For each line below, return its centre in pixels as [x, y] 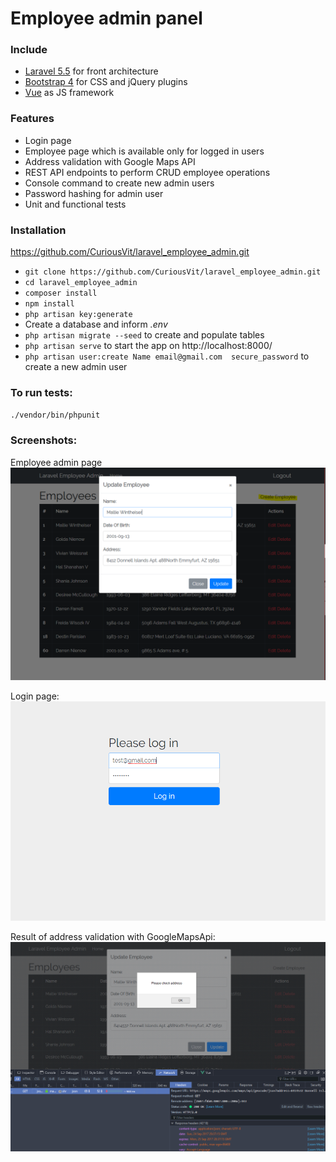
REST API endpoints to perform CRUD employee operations [147, 172]
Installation [38, 230]
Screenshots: [44, 440]
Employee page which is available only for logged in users [144, 151]
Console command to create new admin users [119, 183]
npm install [49, 304]
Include [29, 50]
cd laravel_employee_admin [81, 283]
